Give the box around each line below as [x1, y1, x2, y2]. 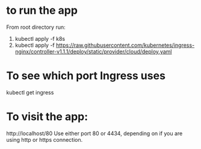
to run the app [6, 4, 78, 17]
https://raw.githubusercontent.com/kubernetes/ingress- [56, 41, 195, 49]
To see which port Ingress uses [6, 69, 165, 83]
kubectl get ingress [6, 88, 54, 96]
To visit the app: [6, 110, 88, 124]
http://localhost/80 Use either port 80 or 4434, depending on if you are [6, 130, 183, 137]
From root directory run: [6, 23, 66, 31]
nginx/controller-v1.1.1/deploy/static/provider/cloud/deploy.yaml [14, 47, 172, 55]
